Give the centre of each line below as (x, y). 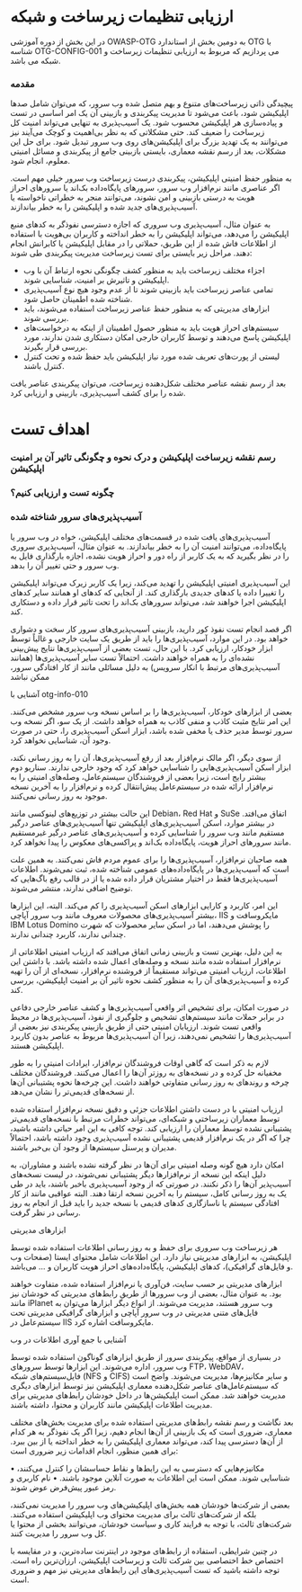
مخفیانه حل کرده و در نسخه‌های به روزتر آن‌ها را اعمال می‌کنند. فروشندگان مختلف (146, 1072)
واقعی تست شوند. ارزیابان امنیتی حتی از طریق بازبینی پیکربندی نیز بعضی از (136, 1026)
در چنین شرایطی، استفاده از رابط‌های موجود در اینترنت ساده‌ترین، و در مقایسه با (144, 1551)
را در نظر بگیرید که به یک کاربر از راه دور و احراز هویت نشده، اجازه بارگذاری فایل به (150, 556)
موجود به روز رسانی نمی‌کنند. (59, 796)
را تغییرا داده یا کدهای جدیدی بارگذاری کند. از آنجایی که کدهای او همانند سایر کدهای (148, 592)
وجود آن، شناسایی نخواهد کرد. (61, 740)
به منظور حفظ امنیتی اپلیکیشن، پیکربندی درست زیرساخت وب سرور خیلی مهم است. (151, 178)
